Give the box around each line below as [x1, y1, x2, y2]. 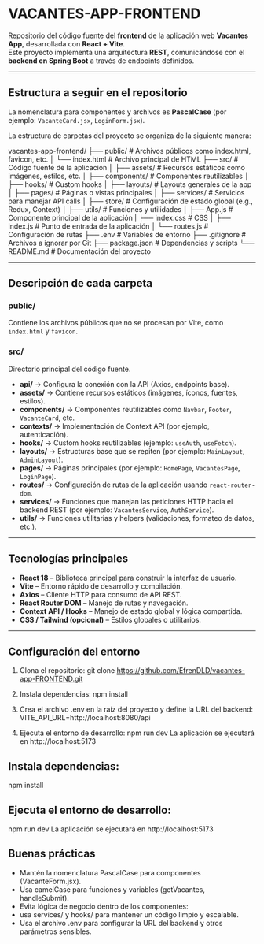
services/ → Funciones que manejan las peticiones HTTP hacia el [19, 496, 233, 506]
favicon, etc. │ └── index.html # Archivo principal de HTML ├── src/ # [8, 154, 239, 164]
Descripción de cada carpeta [8, 277, 153, 290]
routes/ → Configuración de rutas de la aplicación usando [19, 480, 208, 489]
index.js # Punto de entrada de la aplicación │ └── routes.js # [8, 221, 209, 231]
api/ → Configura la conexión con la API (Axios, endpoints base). [19, 379, 230, 388]
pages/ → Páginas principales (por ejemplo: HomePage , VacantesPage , [19, 463, 241, 473]
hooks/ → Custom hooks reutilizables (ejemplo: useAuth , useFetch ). [19, 438, 237, 448]
